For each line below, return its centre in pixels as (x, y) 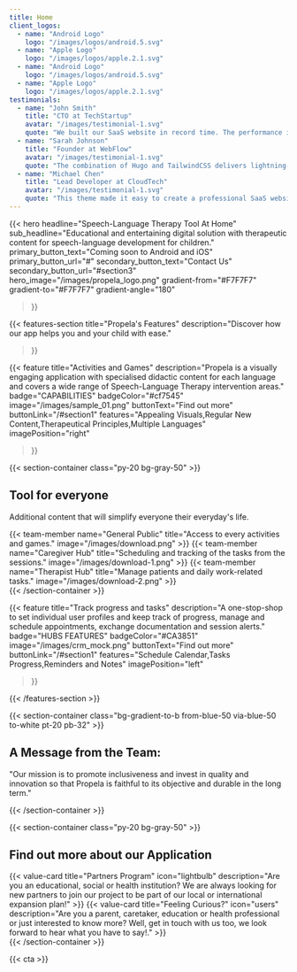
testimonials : (35, 100)
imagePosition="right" (49, 433)
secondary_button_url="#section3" (73, 270)
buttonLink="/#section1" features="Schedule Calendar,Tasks (120, 654)
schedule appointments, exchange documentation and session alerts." (137, 626)
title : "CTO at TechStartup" (79, 116)
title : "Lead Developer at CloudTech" (96, 182)
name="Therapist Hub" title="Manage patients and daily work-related (136, 571)
